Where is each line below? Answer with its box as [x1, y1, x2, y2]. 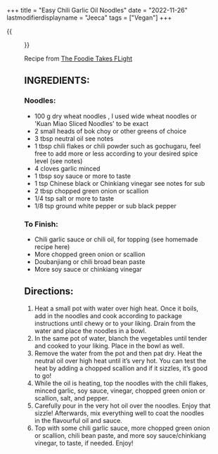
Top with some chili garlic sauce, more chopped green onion [34, 424, 210, 432]
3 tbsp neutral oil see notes [34, 134, 114, 143]
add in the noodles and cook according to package [34, 311, 182, 320]
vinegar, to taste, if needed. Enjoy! [34, 439, 134, 447]
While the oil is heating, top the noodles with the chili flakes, [34, 379, 208, 387]
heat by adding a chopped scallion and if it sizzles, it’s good [34, 364, 208, 372]
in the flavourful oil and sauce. [34, 416, 122, 424]
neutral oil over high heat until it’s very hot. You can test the [34, 356, 207, 365]
